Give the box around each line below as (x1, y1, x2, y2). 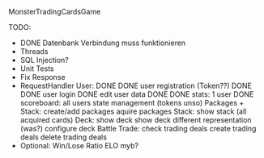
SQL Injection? (19, 56, 69, 64)
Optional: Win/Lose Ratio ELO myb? (19, 141, 139, 150)
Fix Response (19, 73, 66, 81)
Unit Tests (19, 64, 54, 73)
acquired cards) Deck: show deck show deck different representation (19, 115, 253, 124)
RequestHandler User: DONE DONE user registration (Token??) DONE (19, 81, 253, 90)
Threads (19, 47, 49, 56)
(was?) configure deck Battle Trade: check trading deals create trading (19, 124, 257, 133)
